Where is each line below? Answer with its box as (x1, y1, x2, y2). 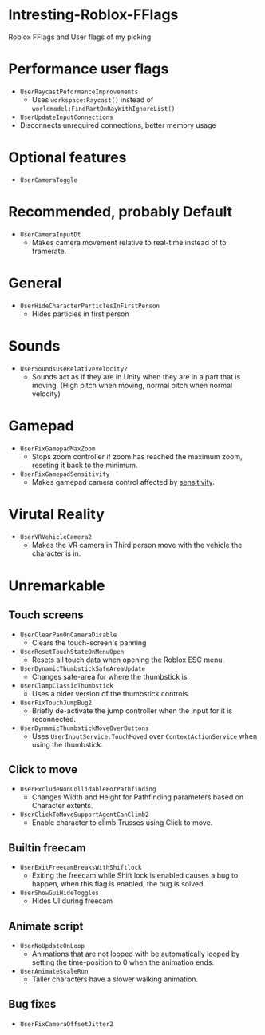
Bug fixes (8, 997, 57, 1011)
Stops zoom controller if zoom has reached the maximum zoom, (31, 451, 243, 461)
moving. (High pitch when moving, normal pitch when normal (31, 380, 233, 390)
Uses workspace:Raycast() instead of (31, 94, 154, 105)
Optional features (8, 149, 127, 167)
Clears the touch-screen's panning (31, 637, 147, 648)
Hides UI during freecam (31, 896, 113, 906)
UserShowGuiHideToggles (19, 889, 100, 898)
